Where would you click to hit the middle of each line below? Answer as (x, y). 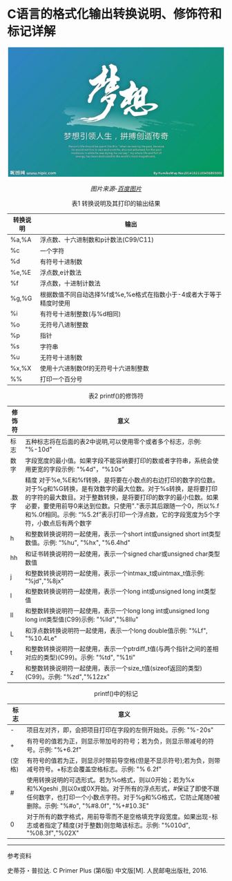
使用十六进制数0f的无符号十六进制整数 (95, 368)
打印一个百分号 (61, 379)
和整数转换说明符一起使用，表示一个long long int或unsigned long (117, 611)
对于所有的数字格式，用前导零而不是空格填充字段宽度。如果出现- (119, 817)
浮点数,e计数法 (61, 273)
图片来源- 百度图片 (116, 188)
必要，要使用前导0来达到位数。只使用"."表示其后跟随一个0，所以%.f (122, 506)
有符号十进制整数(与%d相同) (81, 313)
